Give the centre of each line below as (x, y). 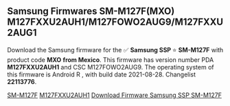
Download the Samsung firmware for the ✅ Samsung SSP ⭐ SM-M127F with (115, 50)
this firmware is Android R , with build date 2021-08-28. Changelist (102, 74)
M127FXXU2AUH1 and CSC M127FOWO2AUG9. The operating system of (111, 67)
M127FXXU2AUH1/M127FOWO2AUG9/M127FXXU (115, 22)
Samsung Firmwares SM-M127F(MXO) (91, 11)
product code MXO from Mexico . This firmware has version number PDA (111, 60)
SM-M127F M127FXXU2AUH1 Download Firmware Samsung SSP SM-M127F (114, 95)
